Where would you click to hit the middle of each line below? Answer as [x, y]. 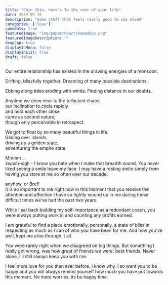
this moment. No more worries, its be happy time [56, 277]
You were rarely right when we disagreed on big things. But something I [80, 246]
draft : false [19, 57]
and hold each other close [32, 111]
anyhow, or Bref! [22, 184]
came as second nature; [30, 117]
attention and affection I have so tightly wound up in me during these [77, 195]
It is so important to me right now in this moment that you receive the [77, 189]
